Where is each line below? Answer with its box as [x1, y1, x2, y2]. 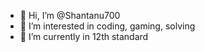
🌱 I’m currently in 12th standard [19, 31, 149, 42]
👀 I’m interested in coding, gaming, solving [19, 20, 196, 32]
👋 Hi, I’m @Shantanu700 [19, 10, 121, 21]
